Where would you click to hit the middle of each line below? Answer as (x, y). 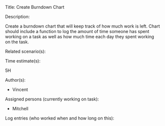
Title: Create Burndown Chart (35, 7)
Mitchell (20, 109)
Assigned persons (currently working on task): (52, 99)
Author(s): (15, 80)
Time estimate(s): (23, 61)
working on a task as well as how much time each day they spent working (80, 37)
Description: (17, 16)
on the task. (17, 42)
